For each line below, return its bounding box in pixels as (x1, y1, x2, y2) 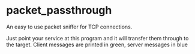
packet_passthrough (6, 4, 112, 17)
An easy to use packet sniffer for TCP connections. (6, 23, 133, 30)
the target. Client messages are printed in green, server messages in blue (6, 41, 188, 48)
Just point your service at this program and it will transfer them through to (6, 34, 189, 42)
